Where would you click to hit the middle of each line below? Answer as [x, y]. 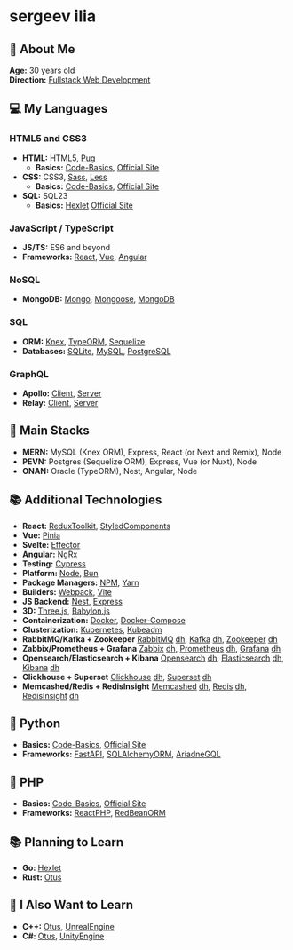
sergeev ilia [53, 16]
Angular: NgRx [50, 554]
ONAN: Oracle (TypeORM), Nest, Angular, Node [110, 471]
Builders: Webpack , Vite [67, 591]
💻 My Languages [59, 109]
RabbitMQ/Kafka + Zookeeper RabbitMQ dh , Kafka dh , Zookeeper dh [150, 639]
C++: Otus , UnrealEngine [68, 926]
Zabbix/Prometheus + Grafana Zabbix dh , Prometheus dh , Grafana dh [151, 648]
